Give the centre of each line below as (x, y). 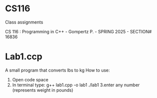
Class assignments (24, 22)
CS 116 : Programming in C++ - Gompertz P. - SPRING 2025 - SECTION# (78, 31)
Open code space (30, 79)
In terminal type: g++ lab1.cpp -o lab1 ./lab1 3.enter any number (76, 85)
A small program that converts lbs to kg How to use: (58, 70)
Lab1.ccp (24, 57)
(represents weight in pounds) (43, 90)
